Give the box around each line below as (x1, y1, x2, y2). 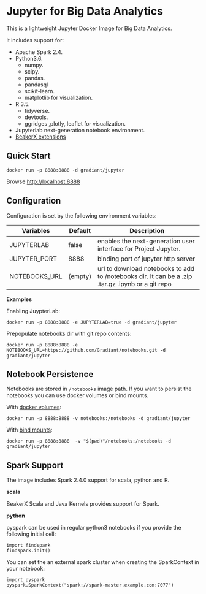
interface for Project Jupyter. (97, 244, 181, 253)
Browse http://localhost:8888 (6, 178, 80, 185)
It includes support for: (6, 36, 64, 44)
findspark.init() (6, 547, 51, 554)
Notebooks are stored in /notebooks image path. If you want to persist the (6, 385, 192, 393)
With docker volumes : (6, 403, 62, 411)
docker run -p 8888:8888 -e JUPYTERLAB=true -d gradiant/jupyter (6, 319, 177, 326)
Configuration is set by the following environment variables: (6, 211, 157, 219)
